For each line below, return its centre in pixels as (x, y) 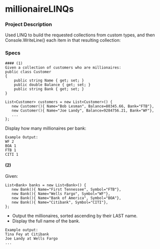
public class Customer (28, 72)
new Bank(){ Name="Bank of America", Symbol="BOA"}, (66, 198)
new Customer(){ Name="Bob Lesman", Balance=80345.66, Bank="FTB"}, (83, 106)
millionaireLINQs (40, 9)
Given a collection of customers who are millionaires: (63, 67)
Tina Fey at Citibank (27, 234)
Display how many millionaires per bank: (46, 128)
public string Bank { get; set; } (49, 89)
